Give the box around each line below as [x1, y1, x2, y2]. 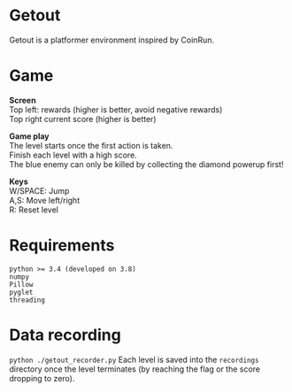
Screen [9, 95, 37, 105]
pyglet [9, 288, 34, 296]
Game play [9, 130, 50, 142]
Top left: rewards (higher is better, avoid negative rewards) [9, 104, 223, 115]
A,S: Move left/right [9, 195, 81, 205]
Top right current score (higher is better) [9, 113, 157, 124]
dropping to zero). [9, 373, 75, 383]
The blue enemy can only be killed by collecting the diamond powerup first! [9, 158, 284, 169]
